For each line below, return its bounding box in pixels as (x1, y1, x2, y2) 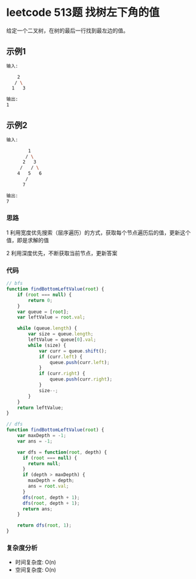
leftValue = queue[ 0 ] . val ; (28, 337, 96, 343)
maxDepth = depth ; (28, 477, 75, 484)
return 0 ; (28, 297, 53, 303)
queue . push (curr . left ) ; (49, 359, 110, 365)
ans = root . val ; (28, 483, 69, 490)
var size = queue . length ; (28, 331, 94, 337)
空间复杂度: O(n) (15, 566, 56, 574)
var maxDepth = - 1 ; (17, 433, 67, 439)
